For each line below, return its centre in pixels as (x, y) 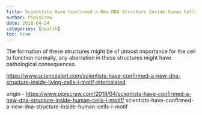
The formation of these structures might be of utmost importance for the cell (101, 51)
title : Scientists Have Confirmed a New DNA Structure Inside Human (94, 12)
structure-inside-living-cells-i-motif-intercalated (66, 82)
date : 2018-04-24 (28, 23)
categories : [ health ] (33, 29)
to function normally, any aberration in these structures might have (89, 58)
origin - (15, 94)
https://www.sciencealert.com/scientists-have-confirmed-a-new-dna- (94, 76)
